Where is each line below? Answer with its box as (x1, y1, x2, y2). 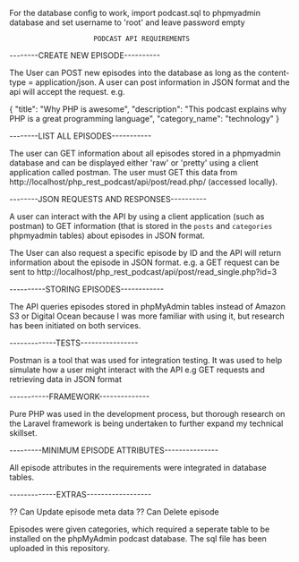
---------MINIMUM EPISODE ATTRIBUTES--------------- (9, 445, 219, 456)
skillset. (9, 428, 38, 438)
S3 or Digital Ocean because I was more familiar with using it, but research (9, 311, 285, 321)
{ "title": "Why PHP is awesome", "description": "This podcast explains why (9, 104, 287, 115)
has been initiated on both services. (9, 320, 141, 330)
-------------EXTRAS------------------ (9, 490, 152, 499)
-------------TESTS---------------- (9, 337, 139, 348)
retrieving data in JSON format (9, 374, 123, 384)
